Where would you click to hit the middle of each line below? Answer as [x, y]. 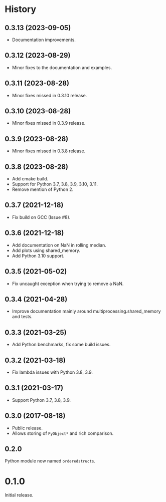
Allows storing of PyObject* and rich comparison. [63, 433]
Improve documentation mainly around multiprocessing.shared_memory [86, 311]
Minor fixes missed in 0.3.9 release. [49, 123]
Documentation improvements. [44, 40]
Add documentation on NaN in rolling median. [59, 245]
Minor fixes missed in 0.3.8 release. [49, 151]
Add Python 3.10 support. [38, 256]
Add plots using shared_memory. [46, 250]
